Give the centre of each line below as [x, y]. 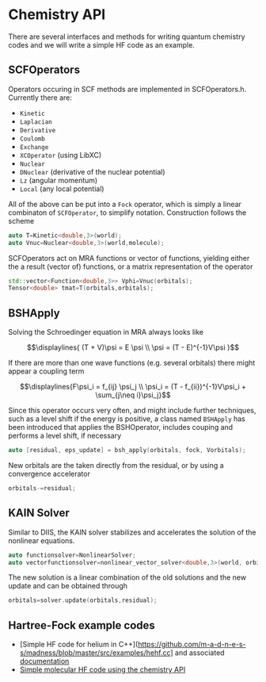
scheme [21, 220]
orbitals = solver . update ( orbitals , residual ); [83, 600]
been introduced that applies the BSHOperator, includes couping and [121, 427]
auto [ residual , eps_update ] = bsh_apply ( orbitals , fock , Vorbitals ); [127, 450]
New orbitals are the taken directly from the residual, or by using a [116, 465]
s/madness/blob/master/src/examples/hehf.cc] [96, 653]
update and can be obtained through [68, 586]
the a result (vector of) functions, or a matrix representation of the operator [131, 266]
